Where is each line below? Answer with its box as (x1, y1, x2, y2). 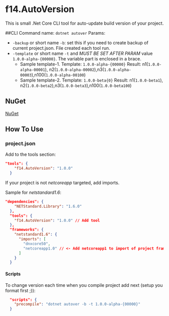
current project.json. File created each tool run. (12, 45, 111, 51)
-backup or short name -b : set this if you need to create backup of (12, 39, 148, 46)
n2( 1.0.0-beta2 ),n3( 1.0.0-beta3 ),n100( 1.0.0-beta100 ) (20, 82, 132, 89)
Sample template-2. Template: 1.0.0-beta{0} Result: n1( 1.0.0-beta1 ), (20, 77, 163, 83)
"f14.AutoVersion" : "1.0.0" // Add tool (14, 218, 100, 223)
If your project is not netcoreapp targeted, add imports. (5, 180, 120, 186)
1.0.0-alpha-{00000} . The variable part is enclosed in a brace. (12, 55, 142, 61)
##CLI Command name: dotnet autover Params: (5, 30, 106, 36)
